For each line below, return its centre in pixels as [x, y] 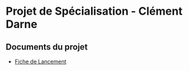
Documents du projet [47, 47]
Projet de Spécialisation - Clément [94, 11]
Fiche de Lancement [40, 62]
